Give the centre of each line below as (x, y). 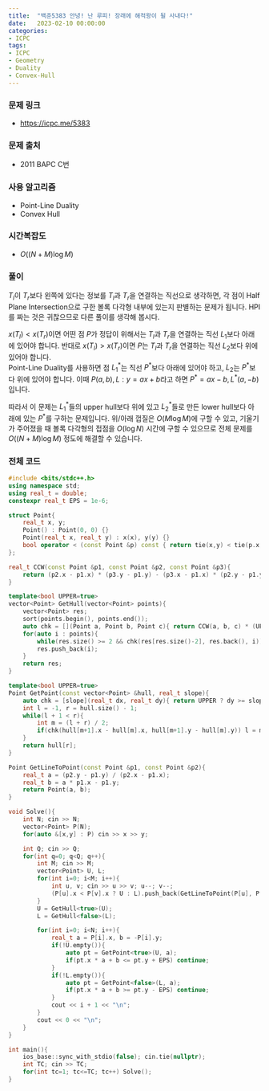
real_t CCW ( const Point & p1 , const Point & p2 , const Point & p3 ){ (120, 567)
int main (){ (28, 1049)
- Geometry (26, 61)
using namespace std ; (44, 486)
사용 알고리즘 (32, 187)
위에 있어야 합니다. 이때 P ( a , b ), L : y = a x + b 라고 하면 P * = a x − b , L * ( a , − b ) (138, 378)
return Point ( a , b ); (57, 790)
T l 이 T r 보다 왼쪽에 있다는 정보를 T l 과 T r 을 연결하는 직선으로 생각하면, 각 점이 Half (134, 296)
